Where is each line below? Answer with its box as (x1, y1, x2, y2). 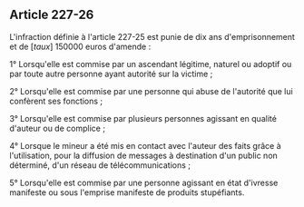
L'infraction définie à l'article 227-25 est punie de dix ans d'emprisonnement (9, 31, 295, 42)
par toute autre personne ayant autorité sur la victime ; (9, 68, 213, 79)
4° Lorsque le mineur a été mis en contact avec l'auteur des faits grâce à (9, 140, 281, 151)
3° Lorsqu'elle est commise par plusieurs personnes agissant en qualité (9, 113, 277, 123)
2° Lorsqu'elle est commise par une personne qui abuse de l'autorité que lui (9, 85, 293, 96)
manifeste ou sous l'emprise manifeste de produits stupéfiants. (9, 186, 245, 198)
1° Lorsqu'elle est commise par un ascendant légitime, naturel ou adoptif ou (9, 58, 292, 69)
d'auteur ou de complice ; (9, 123, 106, 133)
